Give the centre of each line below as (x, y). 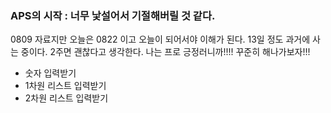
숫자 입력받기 (50, 73)
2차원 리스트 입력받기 (66, 98)
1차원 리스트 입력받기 (65, 86)
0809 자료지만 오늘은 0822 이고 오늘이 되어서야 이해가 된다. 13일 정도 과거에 (160, 39)
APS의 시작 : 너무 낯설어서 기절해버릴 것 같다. (113, 15)
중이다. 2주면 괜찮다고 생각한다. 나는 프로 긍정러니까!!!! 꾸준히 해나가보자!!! (165, 52)
